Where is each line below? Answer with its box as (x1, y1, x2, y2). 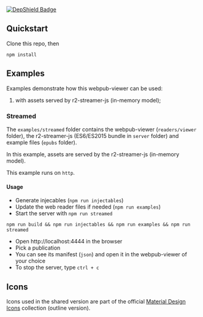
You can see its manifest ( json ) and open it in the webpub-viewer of (15, 251, 187, 258)
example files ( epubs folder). (6, 139, 77, 146)
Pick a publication (15, 244, 61, 251)
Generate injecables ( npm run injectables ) (15, 197, 124, 204)
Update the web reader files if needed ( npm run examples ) (15, 203, 161, 211)
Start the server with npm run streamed (15, 210, 113, 217)
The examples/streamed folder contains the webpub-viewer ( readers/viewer (6, 126, 197, 133)
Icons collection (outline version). (6, 304, 91, 311)
